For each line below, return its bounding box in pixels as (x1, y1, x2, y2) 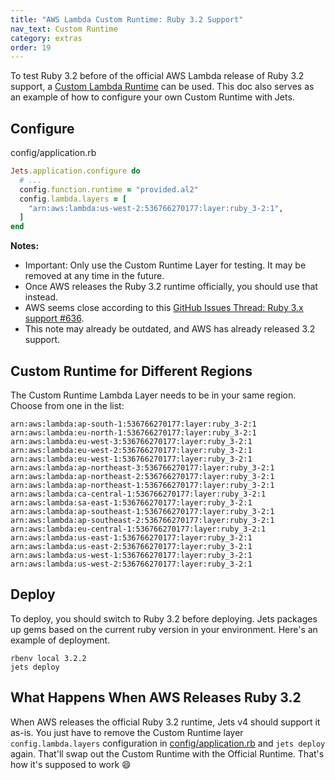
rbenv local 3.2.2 (10, 653, 87, 663)
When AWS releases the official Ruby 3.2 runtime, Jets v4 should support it (10, 716, 321, 728)
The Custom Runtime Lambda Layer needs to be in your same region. (10, 389, 297, 401)
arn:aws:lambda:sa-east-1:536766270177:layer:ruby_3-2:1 (10, 498, 253, 508)
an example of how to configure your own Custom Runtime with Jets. (10, 91, 295, 103)
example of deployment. (10, 634, 111, 646)
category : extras (10, 33, 83, 43)
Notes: (10, 240, 40, 252)
